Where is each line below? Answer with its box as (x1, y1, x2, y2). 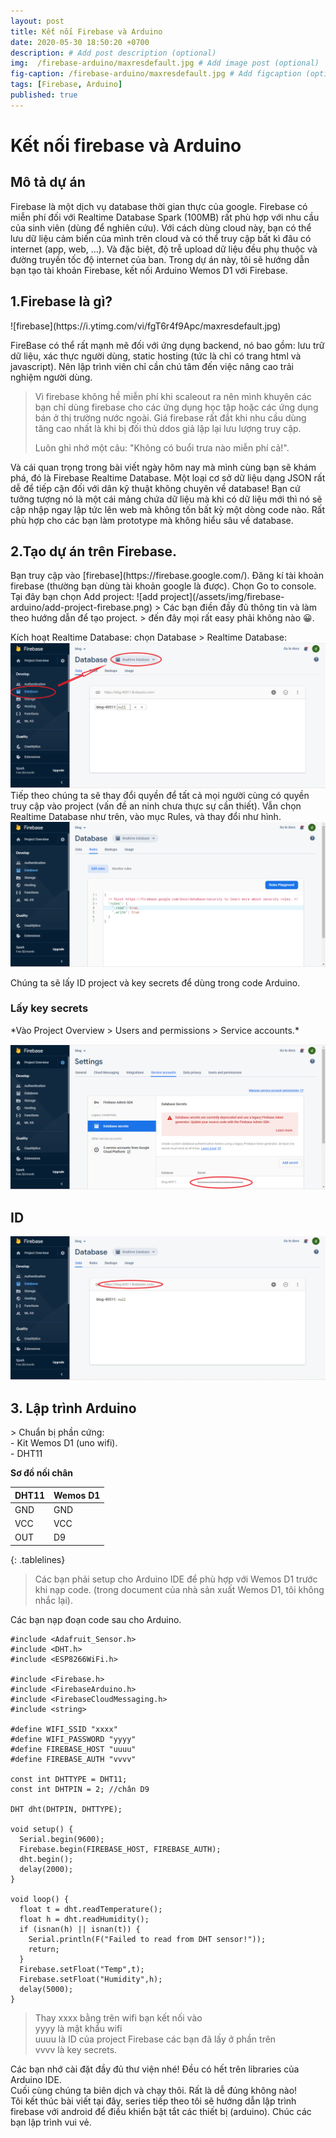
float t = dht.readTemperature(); (19, 1904, 163, 1914)
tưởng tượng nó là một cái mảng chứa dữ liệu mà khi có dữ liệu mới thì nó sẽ (10, 493, 323, 505)
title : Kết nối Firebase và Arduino (10, 26, 163, 37)
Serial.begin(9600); (19, 1834, 105, 1844)
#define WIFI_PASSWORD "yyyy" (10, 1734, 137, 1744)
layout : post (10, 16, 65, 26)
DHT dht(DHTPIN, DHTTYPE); (10, 1804, 123, 1814)
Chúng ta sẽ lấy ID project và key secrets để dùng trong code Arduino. (10, 976, 301, 989)
